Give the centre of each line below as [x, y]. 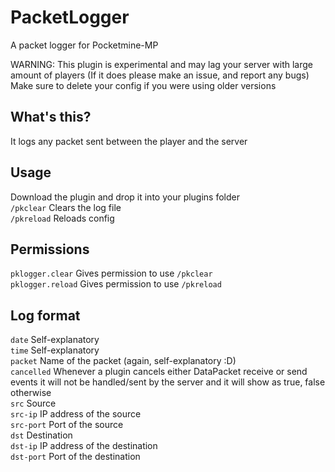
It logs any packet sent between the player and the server [129, 141]
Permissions [50, 249]
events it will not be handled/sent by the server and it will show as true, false [168, 382]
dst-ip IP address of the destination [84, 446]
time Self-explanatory [55, 350]
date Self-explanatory [55, 340]
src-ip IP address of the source [76, 414]
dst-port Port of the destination [75, 457]
